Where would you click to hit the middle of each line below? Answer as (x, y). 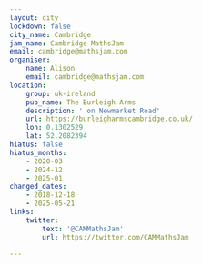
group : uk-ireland (61, 93)
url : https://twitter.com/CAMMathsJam (116, 237)
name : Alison (50, 69)
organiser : (30, 60)
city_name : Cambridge (50, 34)
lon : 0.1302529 (55, 128)
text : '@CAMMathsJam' (83, 229)
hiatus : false (36, 144)
